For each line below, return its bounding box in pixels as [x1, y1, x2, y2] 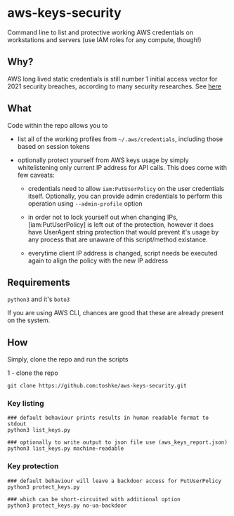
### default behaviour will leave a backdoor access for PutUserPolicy [7, 477, 221, 484]
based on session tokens [17, 142, 90, 150]
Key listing [7, 399, 44, 409]
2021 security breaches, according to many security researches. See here [7, 82, 221, 91]
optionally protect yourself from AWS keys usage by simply [17, 156, 189, 164]
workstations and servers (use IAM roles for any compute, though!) [7, 35, 202, 44]
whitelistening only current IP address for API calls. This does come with [17, 163, 227, 171]
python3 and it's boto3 [7, 295, 70, 303]
